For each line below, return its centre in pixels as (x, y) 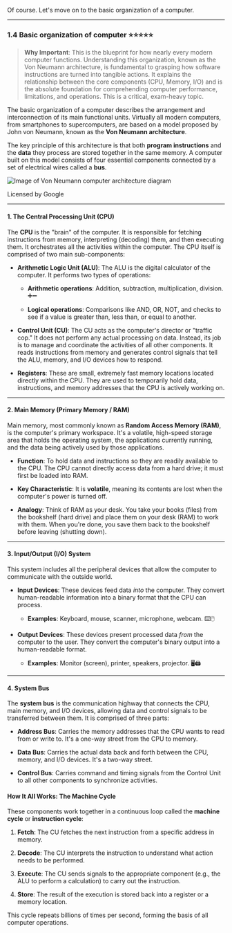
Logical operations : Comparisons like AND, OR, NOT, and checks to (124, 309)
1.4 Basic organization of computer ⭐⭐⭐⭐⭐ (80, 35)
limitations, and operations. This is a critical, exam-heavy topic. (114, 97)
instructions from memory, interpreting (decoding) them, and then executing (116, 239)
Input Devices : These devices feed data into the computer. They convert (121, 590)
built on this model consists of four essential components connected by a (112, 160)
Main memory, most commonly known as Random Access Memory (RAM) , (114, 425)
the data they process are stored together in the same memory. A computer (115, 153)
